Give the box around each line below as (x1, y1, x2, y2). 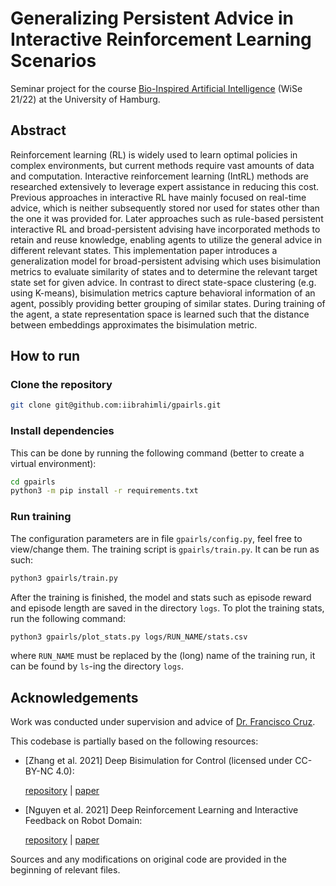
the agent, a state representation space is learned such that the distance (10, 308, 310, 320)
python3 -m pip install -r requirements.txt (10, 486, 199, 496)
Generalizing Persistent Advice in (10, 7, 294, 30)
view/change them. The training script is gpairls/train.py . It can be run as (10, 543, 320, 555)
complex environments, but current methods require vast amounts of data (10, 159, 315, 171)
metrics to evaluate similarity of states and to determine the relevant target (10, 265, 318, 277)
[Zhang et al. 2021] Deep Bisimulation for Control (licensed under (24, 755, 293, 767)
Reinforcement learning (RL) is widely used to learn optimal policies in (10, 148, 298, 161)
